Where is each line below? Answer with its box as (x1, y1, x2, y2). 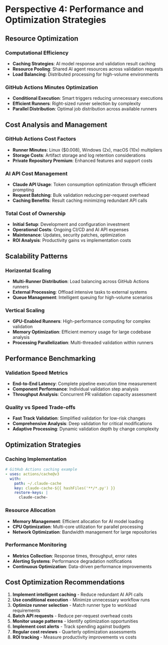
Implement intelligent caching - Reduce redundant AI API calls (12, 591, 143, 597)
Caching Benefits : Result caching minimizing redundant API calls (12, 197, 147, 204)
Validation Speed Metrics (5, 369, 68, 376)
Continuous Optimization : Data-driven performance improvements (12, 563, 152, 569)
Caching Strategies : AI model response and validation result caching (12, 60, 155, 66)
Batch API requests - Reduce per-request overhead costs (12, 612, 133, 618)
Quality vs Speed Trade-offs (5, 404, 76, 411)
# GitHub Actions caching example (5, 467, 78, 472)
